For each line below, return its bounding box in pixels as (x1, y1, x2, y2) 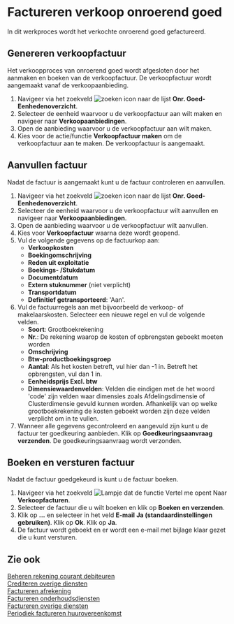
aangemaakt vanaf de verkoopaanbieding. (7, 81, 129, 89)
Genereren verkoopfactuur (7, 48, 127, 59)
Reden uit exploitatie (27, 258, 89, 266)
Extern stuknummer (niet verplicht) (27, 280, 131, 289)
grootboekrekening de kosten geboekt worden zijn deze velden (27, 407, 210, 415)
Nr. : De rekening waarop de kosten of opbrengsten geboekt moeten (27, 333, 224, 341)
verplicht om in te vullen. (27, 414, 99, 423)
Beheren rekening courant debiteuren (7, 572, 115, 581)
